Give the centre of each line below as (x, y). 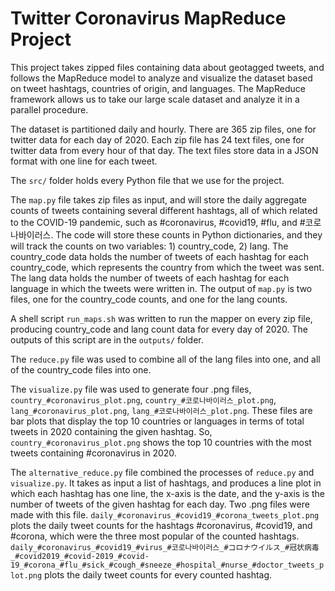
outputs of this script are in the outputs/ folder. (107, 339)
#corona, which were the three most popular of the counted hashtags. (155, 536)
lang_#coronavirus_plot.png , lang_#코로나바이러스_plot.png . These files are (161, 410)
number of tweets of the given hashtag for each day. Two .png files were (160, 504)
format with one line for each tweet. (84, 161)
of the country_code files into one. (81, 369)
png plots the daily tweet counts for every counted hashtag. (150, 574)
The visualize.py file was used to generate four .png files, (131, 389)
